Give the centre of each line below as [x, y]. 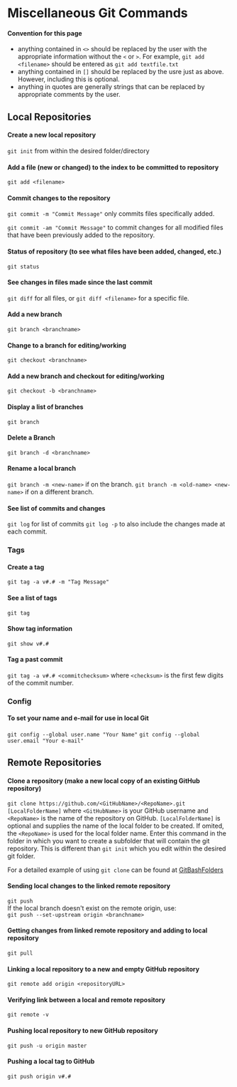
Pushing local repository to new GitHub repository [83, 1031]
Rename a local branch [42, 469]
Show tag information [40, 629]
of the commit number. [41, 682]
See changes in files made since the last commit [80, 282]
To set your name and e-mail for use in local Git [78, 718]
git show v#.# [28, 644]
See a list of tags [32, 598]
